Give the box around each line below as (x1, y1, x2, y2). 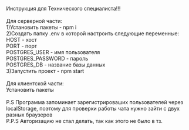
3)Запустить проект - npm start (6, 68, 85, 74)
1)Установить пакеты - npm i (6, 24, 77, 31)
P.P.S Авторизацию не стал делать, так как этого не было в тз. (6, 118, 163, 124)
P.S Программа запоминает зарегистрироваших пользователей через (6, 99, 184, 105)
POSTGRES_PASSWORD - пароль (6, 55, 89, 62)
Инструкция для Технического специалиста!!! (6, 5, 121, 12)
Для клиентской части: (6, 80, 64, 87)
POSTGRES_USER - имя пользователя (6, 49, 100, 55)
